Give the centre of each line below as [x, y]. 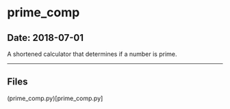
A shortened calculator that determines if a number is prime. [92, 54]
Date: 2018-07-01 [46, 38]
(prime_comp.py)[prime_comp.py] [55, 98]
